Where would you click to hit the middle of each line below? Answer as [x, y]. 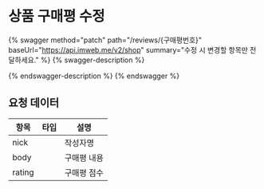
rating [23, 172]
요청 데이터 [34, 103]
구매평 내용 [84, 158]
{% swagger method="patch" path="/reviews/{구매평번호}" [105, 40]
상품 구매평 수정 [57, 16]
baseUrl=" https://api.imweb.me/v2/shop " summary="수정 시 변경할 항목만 [128, 49]
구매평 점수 [84, 172]
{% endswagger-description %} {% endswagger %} [94, 76]
